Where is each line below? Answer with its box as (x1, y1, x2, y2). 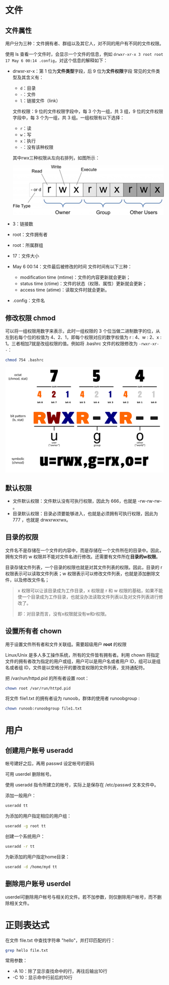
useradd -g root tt (5, 824, 46, 829)
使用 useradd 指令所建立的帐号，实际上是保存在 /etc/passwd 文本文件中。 (5, 782, 159, 788)
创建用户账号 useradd (5, 746, 73, 755)
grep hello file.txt (5, 948, 49, 953)
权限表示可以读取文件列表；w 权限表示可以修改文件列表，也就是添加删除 (5, 570, 156, 576)
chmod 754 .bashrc (5, 357, 44, 363)
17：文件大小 (12, 253, 39, 259)
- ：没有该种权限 (20, 144, 54, 150)
